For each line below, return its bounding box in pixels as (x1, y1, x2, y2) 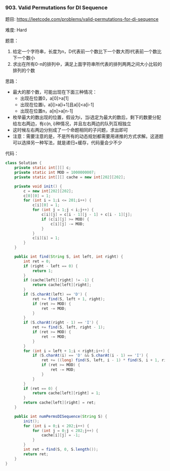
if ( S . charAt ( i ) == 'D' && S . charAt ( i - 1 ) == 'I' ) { (32, 353, 148, 358)
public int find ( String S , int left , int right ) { (14, 254, 123, 259)
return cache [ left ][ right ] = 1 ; (32, 390, 101, 396)
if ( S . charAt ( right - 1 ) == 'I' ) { (23, 320, 99, 325)
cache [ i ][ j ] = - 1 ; (41, 433, 80, 438)
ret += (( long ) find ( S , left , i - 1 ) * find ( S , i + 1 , (41, 358, 160, 363)
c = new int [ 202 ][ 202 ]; (23, 188, 73, 193)
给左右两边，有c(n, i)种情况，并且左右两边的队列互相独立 (12, 121, 132, 127)
